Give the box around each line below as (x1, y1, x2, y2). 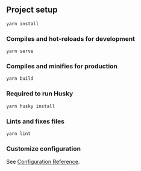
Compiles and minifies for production (6, 62, 117, 71)
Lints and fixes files (6, 117, 65, 125)
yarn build (6, 76, 34, 82)
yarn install (6, 20, 39, 26)
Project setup (6, 5, 58, 15)
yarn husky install (6, 103, 55, 109)
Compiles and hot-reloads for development (6, 34, 136, 43)
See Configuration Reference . (6, 158, 80, 166)
